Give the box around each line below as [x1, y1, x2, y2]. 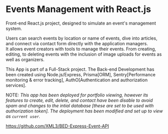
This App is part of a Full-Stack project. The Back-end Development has [6, 66, 154, 72]
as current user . [6, 113, 41, 119]
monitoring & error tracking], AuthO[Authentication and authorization [6, 77, 148, 83]
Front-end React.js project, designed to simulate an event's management [6, 20, 156, 26]
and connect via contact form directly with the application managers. [6, 40, 148, 46]
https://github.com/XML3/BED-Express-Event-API [6, 123, 109, 129]
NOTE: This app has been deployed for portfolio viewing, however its [6, 92, 148, 98]
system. [6, 25, 22, 31]
